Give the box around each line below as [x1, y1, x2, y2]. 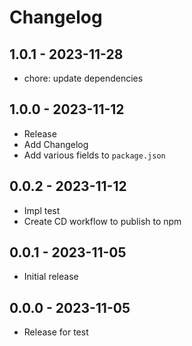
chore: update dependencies [23, 72, 144, 84]
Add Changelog [23, 138, 89, 150]
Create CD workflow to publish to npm [23, 215, 182, 227]
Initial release [23, 271, 79, 283]
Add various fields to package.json [23, 149, 166, 161]
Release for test [23, 326, 89, 338]
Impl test [23, 204, 61, 216]
